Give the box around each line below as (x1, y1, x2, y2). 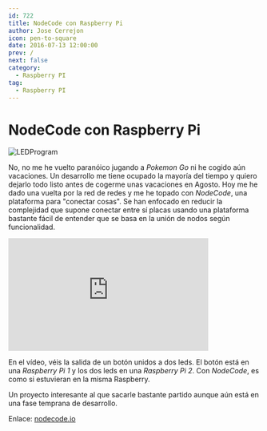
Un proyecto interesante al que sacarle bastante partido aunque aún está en (8, 390, 260, 400)
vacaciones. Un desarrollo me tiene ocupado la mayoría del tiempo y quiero (8, 171, 257, 181)
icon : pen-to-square (8, 34, 78, 42)
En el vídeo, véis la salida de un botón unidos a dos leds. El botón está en (8, 357, 249, 367)
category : (8, 64, 42, 72)
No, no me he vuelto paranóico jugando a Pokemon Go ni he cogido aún (8, 163, 246, 172)
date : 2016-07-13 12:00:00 (8, 42, 98, 50)
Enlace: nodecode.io (8, 414, 76, 424)
